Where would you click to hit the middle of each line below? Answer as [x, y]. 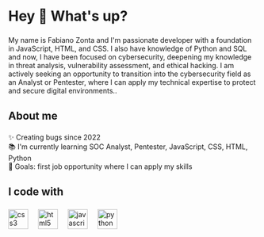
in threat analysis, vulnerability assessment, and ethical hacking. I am [121, 66]
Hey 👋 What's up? [68, 16]
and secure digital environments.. [63, 91]
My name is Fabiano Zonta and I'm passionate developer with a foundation [130, 40]
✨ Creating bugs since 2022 [55, 137]
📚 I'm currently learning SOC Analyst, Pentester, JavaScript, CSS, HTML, [128, 147]
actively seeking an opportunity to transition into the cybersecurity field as [130, 74]
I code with [36, 191]
